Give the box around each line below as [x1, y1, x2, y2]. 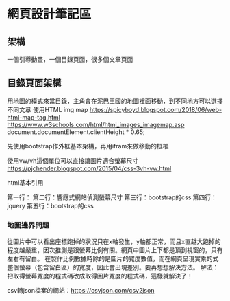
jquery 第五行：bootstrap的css [7, 201, 94, 210]
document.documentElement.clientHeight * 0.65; [7, 128, 145, 136]
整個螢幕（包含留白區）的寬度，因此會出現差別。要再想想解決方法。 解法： [7, 263, 219, 271]
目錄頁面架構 [7, 77, 62, 89]
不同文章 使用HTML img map [7, 105, 88, 113]
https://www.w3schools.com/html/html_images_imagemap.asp [7, 120, 185, 129]
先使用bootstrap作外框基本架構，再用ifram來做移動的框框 [7, 142, 169, 150]
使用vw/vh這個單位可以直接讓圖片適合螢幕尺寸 [7, 156, 139, 165]
